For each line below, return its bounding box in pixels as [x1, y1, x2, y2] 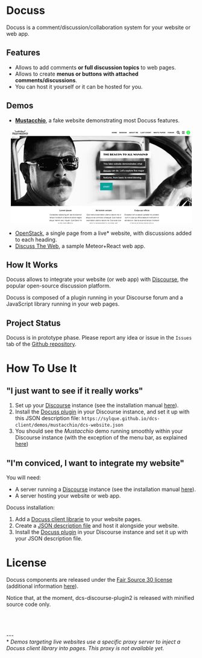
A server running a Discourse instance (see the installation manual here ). [14, 485, 196, 493]
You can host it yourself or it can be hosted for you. [14, 83, 143, 90]
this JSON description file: [14, 415, 80, 422]
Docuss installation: [6, 504, 55, 511]
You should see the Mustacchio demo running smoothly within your [14, 427, 183, 435]
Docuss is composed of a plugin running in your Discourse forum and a [6, 294, 183, 301]
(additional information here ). [6, 582, 78, 590]
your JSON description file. [14, 535, 83, 542]
